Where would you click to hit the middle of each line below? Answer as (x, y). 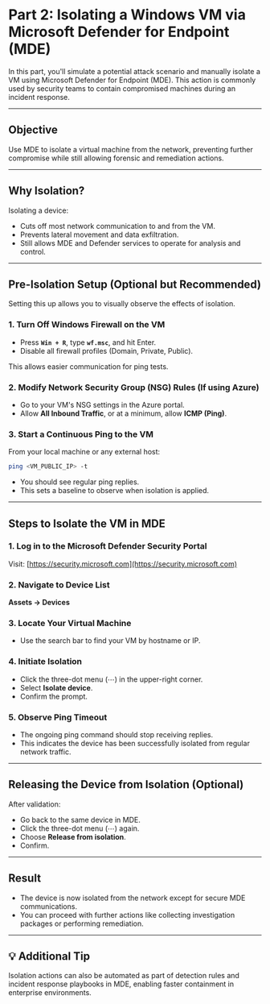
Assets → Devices (39, 603)
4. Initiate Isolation (45, 662)
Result (25, 879)
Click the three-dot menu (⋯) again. (80, 828)
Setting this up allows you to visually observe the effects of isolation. (122, 304)
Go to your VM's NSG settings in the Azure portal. (102, 405)
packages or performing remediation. (82, 923)
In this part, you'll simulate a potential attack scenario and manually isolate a (135, 71)
